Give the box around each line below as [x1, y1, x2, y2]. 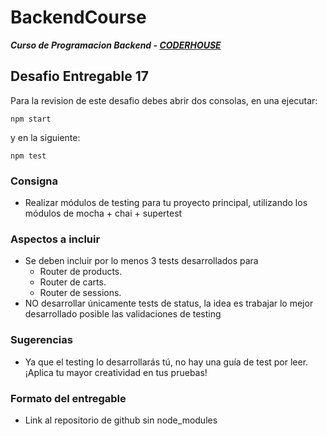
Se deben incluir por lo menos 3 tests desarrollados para [24, 255, 259, 267]
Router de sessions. [39, 287, 122, 299]
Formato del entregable [10, 391, 127, 405]
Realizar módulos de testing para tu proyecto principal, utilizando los [24, 197, 308, 209]
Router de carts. [39, 276, 107, 288]
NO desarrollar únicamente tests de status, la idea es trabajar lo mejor [24, 297, 314, 310]
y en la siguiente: [10, 131, 81, 143]
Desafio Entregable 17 [10, 68, 149, 85]
